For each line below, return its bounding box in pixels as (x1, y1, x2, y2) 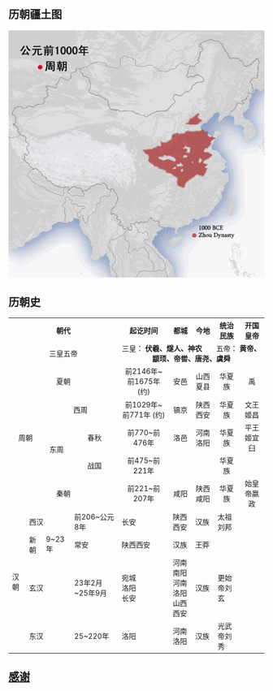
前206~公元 (74, 512, 115, 521)
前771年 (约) (122, 409, 166, 420)
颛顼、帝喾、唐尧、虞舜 (152, 354, 231, 364)
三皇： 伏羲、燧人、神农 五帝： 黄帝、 (121, 343, 262, 353)
